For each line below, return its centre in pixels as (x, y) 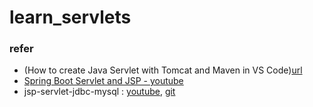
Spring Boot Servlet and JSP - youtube (103, 81)
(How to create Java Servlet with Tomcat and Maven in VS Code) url (163, 70)
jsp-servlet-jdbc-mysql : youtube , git (99, 92)
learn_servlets (70, 17)
